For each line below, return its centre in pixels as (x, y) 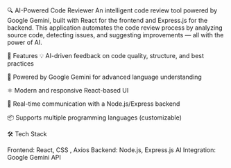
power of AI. (25, 42)
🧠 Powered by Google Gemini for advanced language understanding (105, 77)
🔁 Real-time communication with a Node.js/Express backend (94, 104)
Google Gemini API (34, 157)
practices (21, 64)
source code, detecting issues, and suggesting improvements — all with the (115, 35)
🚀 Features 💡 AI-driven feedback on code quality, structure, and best (106, 56)
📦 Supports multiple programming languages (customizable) (95, 118)
